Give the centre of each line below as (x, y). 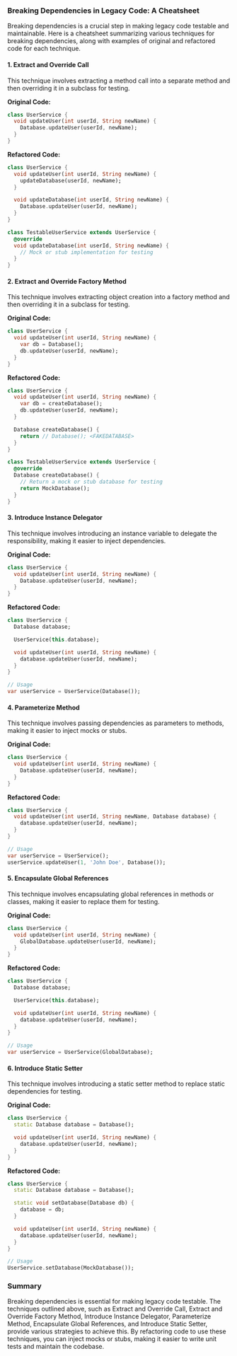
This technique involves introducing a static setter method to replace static (116, 1084)
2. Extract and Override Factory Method (67, 281)
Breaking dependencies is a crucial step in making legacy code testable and (118, 26)
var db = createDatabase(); (61, 404)
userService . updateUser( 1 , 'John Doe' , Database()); (87, 862)
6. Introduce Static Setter (45, 1068)
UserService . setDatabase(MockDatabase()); (71, 1268)
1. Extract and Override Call (48, 64)
